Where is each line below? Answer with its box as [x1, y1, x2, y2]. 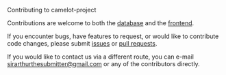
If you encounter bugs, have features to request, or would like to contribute [7, 32, 219, 40]
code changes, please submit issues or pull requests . [7, 40, 158, 47]
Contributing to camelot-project [7, 6, 97, 14]
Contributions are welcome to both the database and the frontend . [7, 19, 194, 27]
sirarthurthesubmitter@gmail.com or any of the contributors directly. [7, 60, 200, 67]
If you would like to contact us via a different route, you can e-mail [7, 52, 194, 61]
